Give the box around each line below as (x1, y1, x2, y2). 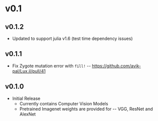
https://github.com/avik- (92, 62, 141, 69)
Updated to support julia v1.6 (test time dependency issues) (12, 35, 133, 41)
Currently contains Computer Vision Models (19, 100, 108, 106)
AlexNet (19, 111, 36, 117)
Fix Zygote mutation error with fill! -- (12, 62, 91, 69)
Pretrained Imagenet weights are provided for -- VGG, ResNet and (19, 106, 153, 112)
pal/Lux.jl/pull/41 (12, 68, 46, 74)
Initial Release (12, 95, 41, 101)
